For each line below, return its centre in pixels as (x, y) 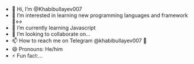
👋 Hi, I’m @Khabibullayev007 (47, 9)
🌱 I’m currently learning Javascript (54, 28)
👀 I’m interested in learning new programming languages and (86, 15)
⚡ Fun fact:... (27, 55)
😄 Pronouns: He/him (37, 49)
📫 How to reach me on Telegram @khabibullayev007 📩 (79, 41)
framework (175, 15)
